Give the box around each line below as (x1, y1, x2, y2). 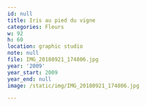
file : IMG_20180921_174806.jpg (7, 56, 99, 63)
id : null (7, 10, 33, 18)
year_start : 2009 (7, 69, 58, 76)
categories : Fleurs (7, 23, 65, 30)
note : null (7, 50, 39, 57)
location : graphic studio (7, 43, 83, 50)
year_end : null (7, 75, 52, 83)
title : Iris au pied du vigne (7, 17, 96, 24)
